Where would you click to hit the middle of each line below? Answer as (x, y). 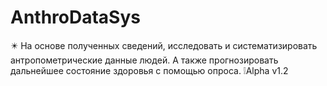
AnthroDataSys (75, 17)
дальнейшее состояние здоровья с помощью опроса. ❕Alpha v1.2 (149, 70)
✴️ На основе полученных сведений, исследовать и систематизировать (164, 45)
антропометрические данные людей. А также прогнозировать (144, 60)
